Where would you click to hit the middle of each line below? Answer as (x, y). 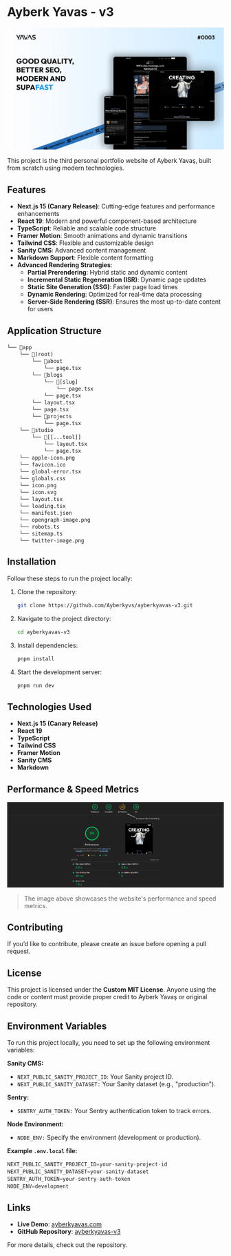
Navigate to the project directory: (64, 618)
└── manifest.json (46, 513)
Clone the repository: (47, 591)
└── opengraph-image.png (55, 520)
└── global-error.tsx (50, 472)
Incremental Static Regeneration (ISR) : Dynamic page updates (117, 279)
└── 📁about (47, 362)
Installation (32, 562)
